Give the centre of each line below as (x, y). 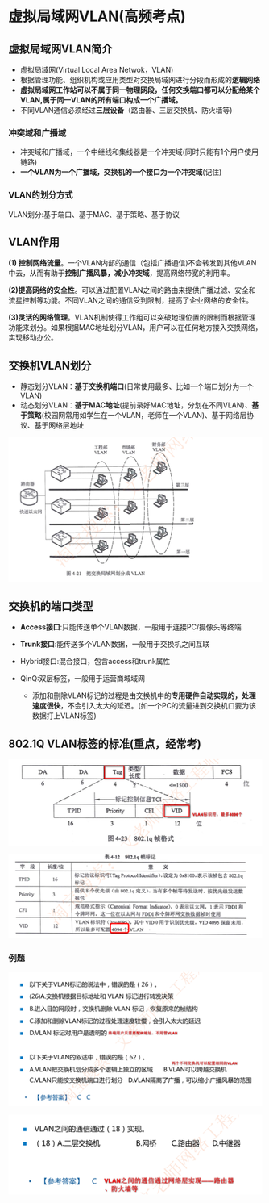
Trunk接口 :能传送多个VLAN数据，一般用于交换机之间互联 (115, 644)
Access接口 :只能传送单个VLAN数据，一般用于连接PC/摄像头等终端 (130, 627)
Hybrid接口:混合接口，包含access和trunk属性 (95, 662)
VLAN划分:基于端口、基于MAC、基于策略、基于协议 (94, 214)
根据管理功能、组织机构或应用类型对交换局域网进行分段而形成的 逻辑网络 (140, 80)
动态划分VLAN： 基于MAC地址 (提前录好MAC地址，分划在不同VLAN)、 (136, 405)
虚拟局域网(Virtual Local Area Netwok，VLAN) (97, 70)
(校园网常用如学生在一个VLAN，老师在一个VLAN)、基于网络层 (144, 416)
